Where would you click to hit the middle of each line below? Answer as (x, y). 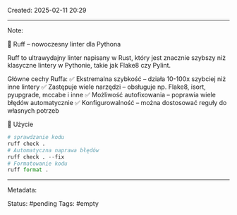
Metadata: (22, 190)
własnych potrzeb (34, 111)
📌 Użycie (20, 124)
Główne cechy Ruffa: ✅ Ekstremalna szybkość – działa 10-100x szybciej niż (117, 79)
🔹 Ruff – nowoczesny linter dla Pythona (64, 44)
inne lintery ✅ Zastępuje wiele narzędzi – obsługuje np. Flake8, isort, (107, 87)
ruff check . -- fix (36, 157)
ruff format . (28, 170)
